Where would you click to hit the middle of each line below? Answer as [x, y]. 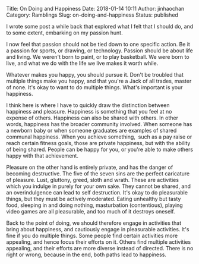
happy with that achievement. [42, 156]
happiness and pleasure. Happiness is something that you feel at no [89, 111]
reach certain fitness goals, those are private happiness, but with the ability [98, 143]
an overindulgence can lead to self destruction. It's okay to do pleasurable [97, 192]
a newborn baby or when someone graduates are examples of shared [91, 131]
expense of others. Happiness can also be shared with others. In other [92, 118]
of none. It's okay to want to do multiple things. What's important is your [94, 87]
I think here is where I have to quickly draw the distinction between [88, 105]
